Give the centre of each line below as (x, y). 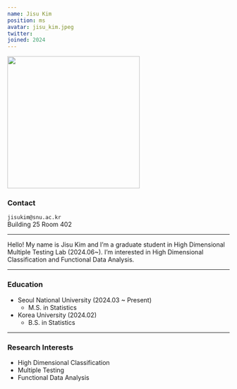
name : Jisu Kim (30, 14)
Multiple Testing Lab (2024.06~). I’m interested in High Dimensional (105, 252)
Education (25, 285)
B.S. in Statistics (51, 322)
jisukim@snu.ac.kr (34, 218)
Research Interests (41, 347)
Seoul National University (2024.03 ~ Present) (85, 300)
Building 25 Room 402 (39, 224)
